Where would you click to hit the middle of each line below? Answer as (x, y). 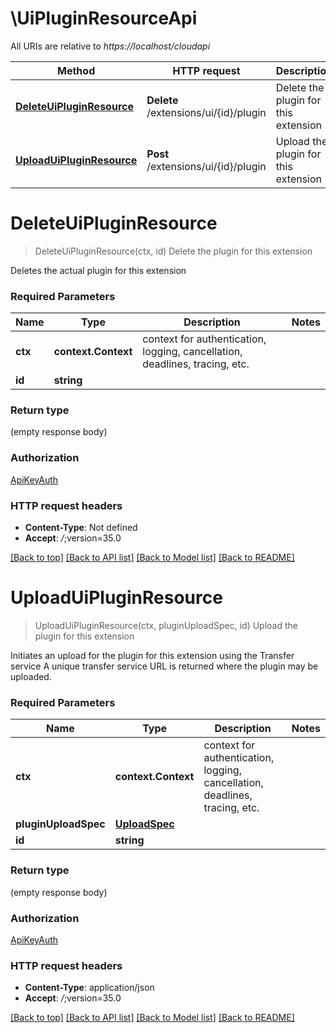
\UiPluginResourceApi (104, 18)
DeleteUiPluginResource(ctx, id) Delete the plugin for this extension (173, 251)
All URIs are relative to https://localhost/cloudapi (110, 46)
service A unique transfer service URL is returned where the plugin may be (164, 666)
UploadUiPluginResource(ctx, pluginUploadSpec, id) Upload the (166, 625)
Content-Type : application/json (89, 988)
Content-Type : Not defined (81, 528)
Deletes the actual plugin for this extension (98, 270)
